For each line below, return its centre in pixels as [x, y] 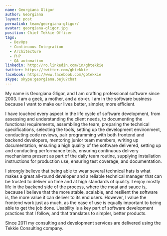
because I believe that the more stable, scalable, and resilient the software [82, 192]
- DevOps [19, 42]
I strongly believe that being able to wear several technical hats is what [78, 171]
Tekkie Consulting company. [34, 228]
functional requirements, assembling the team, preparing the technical [77, 124]
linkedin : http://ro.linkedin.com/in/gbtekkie [54, 65]
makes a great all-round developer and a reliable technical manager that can [83, 176]
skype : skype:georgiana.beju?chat [41, 79]
